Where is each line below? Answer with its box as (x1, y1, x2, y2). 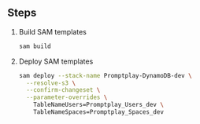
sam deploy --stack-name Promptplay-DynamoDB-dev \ (18, 71, 192, 79)
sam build (18, 42, 52, 50)
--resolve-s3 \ (26, 78, 76, 87)
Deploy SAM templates (18, 57, 94, 66)
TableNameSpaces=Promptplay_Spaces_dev (33, 108, 165, 116)
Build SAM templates (18, 27, 87, 36)
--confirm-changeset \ (26, 86, 101, 94)
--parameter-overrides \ (26, 93, 108, 101)
